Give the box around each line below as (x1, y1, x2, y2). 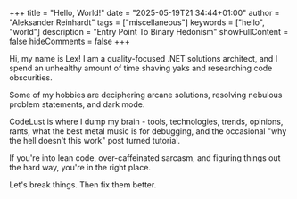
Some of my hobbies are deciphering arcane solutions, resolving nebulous (9, 89, 283, 100)
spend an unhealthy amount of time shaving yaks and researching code (9, 62, 273, 73)
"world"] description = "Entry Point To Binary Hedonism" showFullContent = (9, 27, 289, 37)
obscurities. (9, 72, 53, 83)
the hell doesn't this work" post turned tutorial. (9, 136, 181, 145)
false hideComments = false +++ (9, 36, 131, 46)
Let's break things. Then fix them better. (9, 179, 157, 190)
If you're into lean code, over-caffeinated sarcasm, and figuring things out (9, 153, 281, 163)
